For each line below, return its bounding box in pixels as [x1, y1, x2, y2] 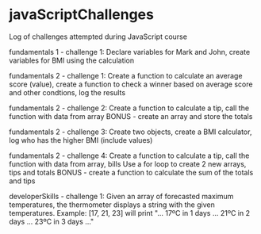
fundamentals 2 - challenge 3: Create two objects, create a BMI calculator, [9, 127, 252, 136]
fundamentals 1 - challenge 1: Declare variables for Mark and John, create [9, 47, 251, 56]
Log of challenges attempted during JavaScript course [9, 32, 187, 41]
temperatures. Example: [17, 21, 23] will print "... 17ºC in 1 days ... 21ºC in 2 [9, 208, 251, 217]
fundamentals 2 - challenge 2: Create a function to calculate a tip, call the [9, 103, 249, 113]
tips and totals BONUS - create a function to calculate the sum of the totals [9, 167, 254, 177]
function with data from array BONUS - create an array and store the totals [9, 111, 253, 121]
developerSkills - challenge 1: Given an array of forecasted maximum [9, 191, 234, 201]
